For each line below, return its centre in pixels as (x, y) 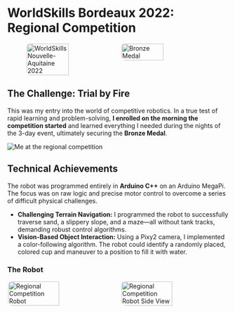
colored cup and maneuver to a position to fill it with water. (102, 252)
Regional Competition (72, 28)
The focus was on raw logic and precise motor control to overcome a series (116, 193)
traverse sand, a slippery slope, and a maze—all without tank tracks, (116, 222)
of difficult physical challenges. (53, 200)
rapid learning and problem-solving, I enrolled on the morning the (103, 118)
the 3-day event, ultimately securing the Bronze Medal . (87, 133)
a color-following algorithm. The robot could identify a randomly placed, (121, 244)
